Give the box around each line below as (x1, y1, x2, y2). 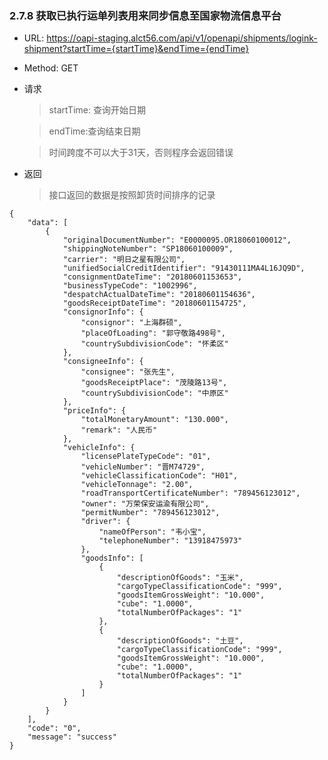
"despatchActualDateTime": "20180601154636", (62, 290, 256, 300)
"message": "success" (27, 732, 117, 742)
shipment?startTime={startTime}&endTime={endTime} (23, 43, 250, 55)
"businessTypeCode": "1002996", (62, 281, 198, 291)
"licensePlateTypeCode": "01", (80, 452, 212, 462)
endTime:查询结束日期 (48, 125, 141, 137)
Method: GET (23, 62, 79, 74)
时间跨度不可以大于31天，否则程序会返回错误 (48, 147, 234, 159)
